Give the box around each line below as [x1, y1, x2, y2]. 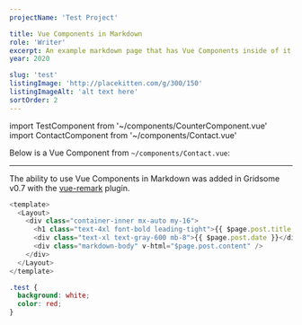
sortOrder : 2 [9, 95, 58, 104]
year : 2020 [9, 55, 50, 64]
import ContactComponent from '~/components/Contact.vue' [9, 129, 237, 140]
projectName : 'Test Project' [9, 13, 119, 22]
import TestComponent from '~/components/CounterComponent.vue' [9, 120, 268, 131]
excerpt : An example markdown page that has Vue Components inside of [9, 46, 280, 55]
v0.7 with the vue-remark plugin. [9, 182, 130, 193]
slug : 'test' [9, 71, 58, 80]
